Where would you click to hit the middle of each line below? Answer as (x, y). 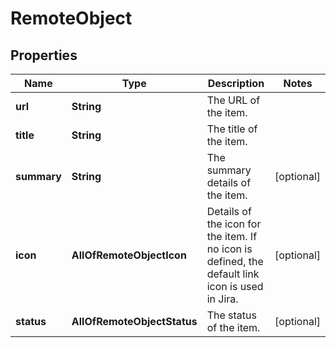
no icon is (229, 249)
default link (233, 274)
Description (236, 83)
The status (231, 315)
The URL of (233, 100)
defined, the (235, 261)
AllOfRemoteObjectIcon (129, 255)
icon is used (235, 286)
